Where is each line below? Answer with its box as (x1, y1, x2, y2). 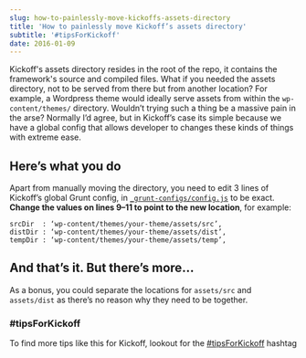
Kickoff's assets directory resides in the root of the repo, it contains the (9, 64, 278, 75)
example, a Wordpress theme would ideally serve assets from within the (9, 93, 280, 104)
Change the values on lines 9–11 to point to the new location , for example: (9, 202, 292, 213)
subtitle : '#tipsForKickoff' (9, 30, 121, 39)
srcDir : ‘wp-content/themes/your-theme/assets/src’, (9, 220, 223, 229)
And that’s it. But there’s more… (9, 260, 195, 276)
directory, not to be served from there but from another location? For (9, 83, 268, 94)
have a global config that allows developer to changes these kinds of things (9, 122, 294, 133)
